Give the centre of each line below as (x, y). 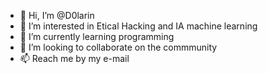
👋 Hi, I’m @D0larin (57, 15)
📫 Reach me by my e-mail (74, 58)
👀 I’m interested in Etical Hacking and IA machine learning (138, 26)
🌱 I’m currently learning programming (97, 36)
